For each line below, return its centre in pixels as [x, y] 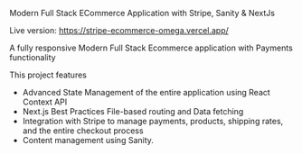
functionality [33, 57]
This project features [48, 75]
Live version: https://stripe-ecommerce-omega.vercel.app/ [119, 30]
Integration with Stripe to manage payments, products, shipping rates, [153, 121]
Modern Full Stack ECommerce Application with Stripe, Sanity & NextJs [142, 13]
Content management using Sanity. [88, 140]
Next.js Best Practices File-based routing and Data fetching [133, 111]
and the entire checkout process [83, 131]
